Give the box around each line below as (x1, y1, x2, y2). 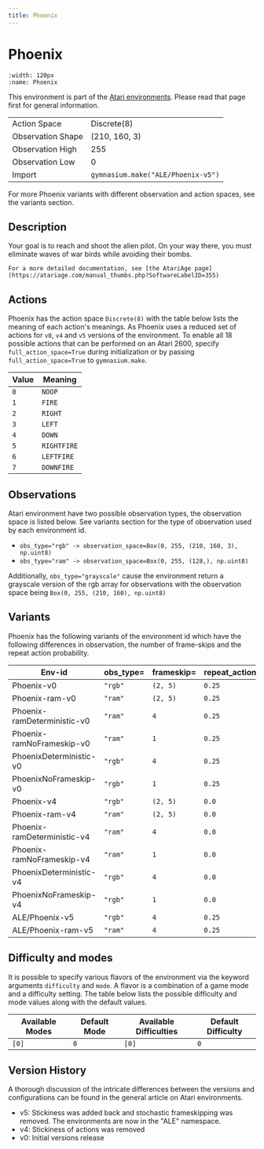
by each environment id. (8, 526, 86, 534)
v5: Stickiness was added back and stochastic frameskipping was (19, 1108, 233, 1118)
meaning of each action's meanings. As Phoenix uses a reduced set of (8, 322, 237, 332)
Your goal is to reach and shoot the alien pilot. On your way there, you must (8, 241, 252, 251)
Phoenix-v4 (12, 795, 57, 806)
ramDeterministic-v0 (12, 715, 90, 726)
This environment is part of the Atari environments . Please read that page (8, 92, 246, 101)
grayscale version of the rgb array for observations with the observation (8, 579, 242, 589)
